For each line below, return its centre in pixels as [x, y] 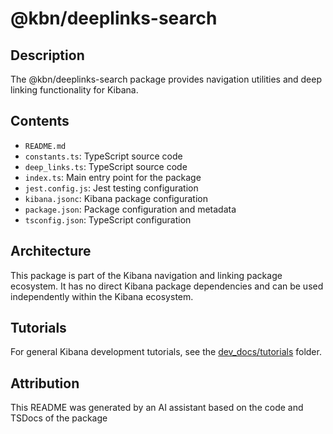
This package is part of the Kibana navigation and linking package [146, 275]
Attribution [45, 383]
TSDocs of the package [59, 418]
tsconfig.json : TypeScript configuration [108, 219]
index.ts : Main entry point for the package [113, 177]
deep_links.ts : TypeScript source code [106, 166]
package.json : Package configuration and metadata [130, 209]
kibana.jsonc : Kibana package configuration [116, 198]
